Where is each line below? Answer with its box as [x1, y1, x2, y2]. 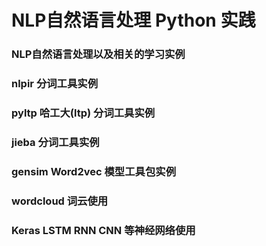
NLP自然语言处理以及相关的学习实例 [11, 47, 186, 61]
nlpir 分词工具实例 [11, 77, 99, 91]
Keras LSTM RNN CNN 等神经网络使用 [11, 223, 196, 237]
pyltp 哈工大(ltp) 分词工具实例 [11, 106, 156, 120]
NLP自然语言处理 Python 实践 [11, 9, 256, 32]
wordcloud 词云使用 [11, 194, 109, 208]
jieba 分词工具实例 [11, 135, 100, 149]
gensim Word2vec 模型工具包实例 [11, 164, 177, 178]
